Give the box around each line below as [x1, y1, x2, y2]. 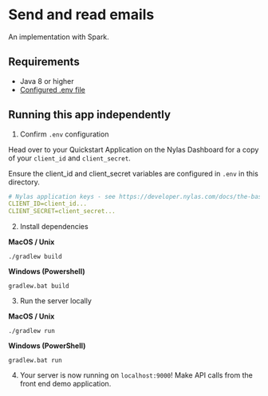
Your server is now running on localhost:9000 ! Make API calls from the [19, 370, 253, 380]
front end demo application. [19, 379, 112, 389]
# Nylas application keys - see [8, 192, 116, 200]
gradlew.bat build [8, 282, 69, 291]
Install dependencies [19, 222, 89, 232]
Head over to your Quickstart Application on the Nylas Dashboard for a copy [8, 145, 259, 154]
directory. [8, 177, 40, 187]
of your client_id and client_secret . [8, 153, 132, 163]
